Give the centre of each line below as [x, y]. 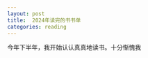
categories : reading [37, 27]
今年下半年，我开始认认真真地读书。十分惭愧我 [74, 48]
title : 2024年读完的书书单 [44, 20]
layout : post [26, 14]
